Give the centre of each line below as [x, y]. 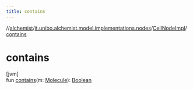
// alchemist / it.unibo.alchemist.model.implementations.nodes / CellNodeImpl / [97, 28]
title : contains [26, 11]
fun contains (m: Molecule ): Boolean [49, 80]
